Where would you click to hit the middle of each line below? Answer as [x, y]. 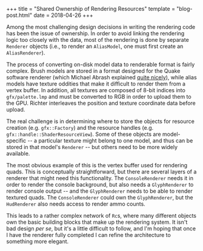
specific [16, 141]
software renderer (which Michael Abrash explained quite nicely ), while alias [101, 77]
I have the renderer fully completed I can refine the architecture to [88, 235]
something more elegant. [38, 241]
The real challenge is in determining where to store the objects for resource [101, 121]
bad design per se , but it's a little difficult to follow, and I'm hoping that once [101, 229]
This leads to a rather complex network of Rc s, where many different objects [101, 216]
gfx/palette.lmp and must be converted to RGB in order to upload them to [99, 97]
